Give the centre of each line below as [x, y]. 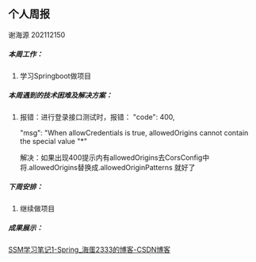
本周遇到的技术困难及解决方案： [60, 95]
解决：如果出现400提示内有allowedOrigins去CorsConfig [111, 158]
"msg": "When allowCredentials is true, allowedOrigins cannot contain [134, 132]
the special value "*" [53, 141]
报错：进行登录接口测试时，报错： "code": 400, [97, 116]
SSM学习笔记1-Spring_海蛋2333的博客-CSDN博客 [90, 249]
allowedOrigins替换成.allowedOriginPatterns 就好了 [112, 167]
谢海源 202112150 [37, 35]
